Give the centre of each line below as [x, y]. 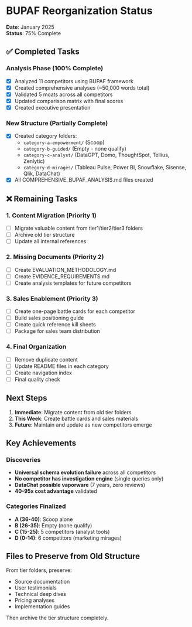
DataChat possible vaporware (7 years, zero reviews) [80, 485]
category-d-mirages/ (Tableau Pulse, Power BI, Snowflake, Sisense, [105, 168]
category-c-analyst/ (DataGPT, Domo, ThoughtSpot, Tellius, [96, 155]
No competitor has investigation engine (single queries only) [89, 479]
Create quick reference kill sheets [55, 325]
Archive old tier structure [44, 235]
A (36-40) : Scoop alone [44, 519]
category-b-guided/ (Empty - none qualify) [75, 149]
